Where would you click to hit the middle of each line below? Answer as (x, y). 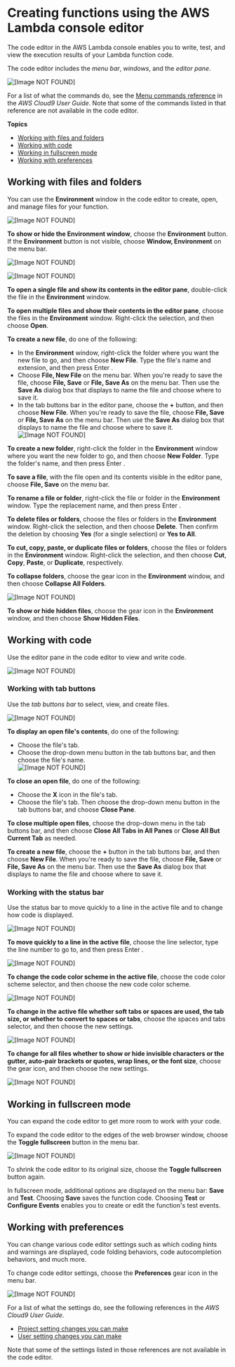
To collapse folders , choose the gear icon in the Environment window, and (116, 576)
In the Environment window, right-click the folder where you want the (118, 352)
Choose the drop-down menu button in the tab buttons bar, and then (116, 752)
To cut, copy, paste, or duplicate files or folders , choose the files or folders (117, 547)
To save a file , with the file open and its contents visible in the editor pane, (115, 477)
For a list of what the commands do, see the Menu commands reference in (115, 95)
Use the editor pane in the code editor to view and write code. (97, 657)
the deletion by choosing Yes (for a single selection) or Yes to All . (102, 534)
